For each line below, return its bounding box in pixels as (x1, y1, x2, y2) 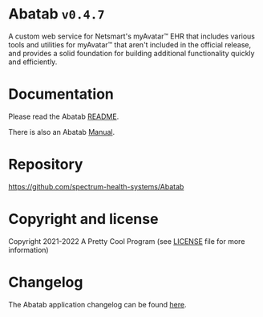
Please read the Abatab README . (8, 112, 119, 121)
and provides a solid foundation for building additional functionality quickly (8, 48, 255, 58)
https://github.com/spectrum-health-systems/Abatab (8, 181, 184, 191)
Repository (8, 156, 83, 173)
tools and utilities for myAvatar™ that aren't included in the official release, (8, 39, 252, 49)
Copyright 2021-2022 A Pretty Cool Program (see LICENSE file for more (8, 236, 245, 246)
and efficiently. (8, 57, 58, 67)
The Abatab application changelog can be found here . (8, 299, 187, 309)
